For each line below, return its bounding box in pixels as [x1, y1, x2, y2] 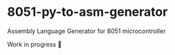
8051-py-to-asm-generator [7, 4, 168, 20]
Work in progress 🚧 [7, 40, 62, 48]
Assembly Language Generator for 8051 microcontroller [7, 27, 166, 35]
